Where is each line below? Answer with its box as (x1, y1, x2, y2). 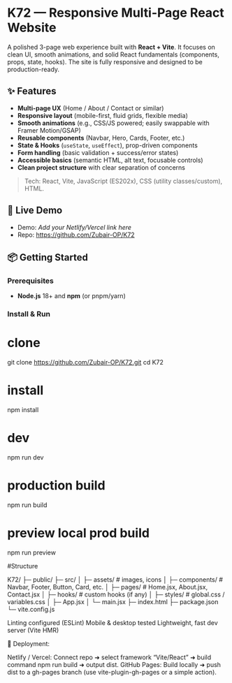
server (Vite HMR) (7, 626, 59, 634)
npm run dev (7, 453, 44, 462)
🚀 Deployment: (7, 639, 50, 647)
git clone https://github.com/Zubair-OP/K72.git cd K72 (7, 358, 164, 367)
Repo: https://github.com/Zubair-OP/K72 (17, 230, 135, 239)
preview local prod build (7, 525, 150, 541)
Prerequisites (7, 276, 54, 286)
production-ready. (7, 65, 60, 73)
